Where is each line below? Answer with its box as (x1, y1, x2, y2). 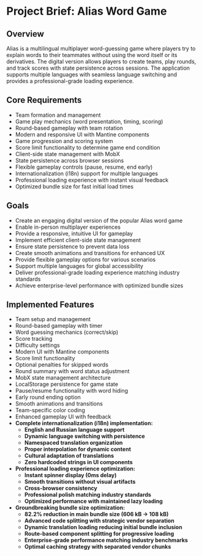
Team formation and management (15, 111, 101, 119)
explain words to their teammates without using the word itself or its (6, 51, 178, 59)
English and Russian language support (24, 426, 125, 434)
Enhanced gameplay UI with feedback (15, 413, 111, 420)
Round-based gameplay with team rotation (15, 124, 124, 132)
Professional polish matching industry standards (24, 491, 152, 499)
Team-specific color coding (15, 407, 86, 414)
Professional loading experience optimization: (15, 465, 136, 472)
